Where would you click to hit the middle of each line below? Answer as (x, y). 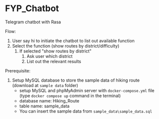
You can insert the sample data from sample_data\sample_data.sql (86, 111)
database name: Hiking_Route (49, 101)
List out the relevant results (54, 61)
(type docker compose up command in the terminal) (70, 96)
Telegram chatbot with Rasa (33, 22)
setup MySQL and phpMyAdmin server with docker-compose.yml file (87, 90)
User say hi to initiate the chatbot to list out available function (73, 41)
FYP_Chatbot (32, 8)
